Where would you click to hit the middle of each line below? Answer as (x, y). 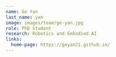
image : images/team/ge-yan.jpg (45, 23)
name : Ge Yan (22, 12)
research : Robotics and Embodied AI (51, 34)
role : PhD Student (28, 28)
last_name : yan (25, 17)
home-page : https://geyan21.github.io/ (61, 45)
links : (14, 39)
